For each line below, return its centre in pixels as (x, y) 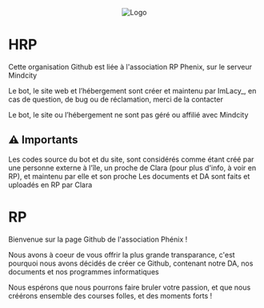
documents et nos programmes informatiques (84, 271)
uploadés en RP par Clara (50, 185)
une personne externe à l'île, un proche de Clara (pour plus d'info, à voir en (132, 167)
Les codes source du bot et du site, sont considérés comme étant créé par (131, 159)
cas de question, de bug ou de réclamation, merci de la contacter (116, 99)
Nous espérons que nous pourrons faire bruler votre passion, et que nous (130, 287)
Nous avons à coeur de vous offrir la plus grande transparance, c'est (122, 254)
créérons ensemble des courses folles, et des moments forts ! (110, 295)
